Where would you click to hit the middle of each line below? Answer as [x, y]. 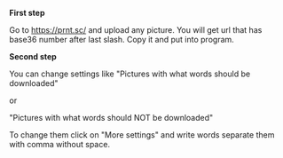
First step [27, 13]
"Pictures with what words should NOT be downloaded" [111, 118]
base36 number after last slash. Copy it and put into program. [122, 39]
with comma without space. [60, 144]
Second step [33, 56]
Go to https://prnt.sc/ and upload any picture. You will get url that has [136, 30]
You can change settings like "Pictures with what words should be [130, 74]
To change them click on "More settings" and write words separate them [142, 135]
